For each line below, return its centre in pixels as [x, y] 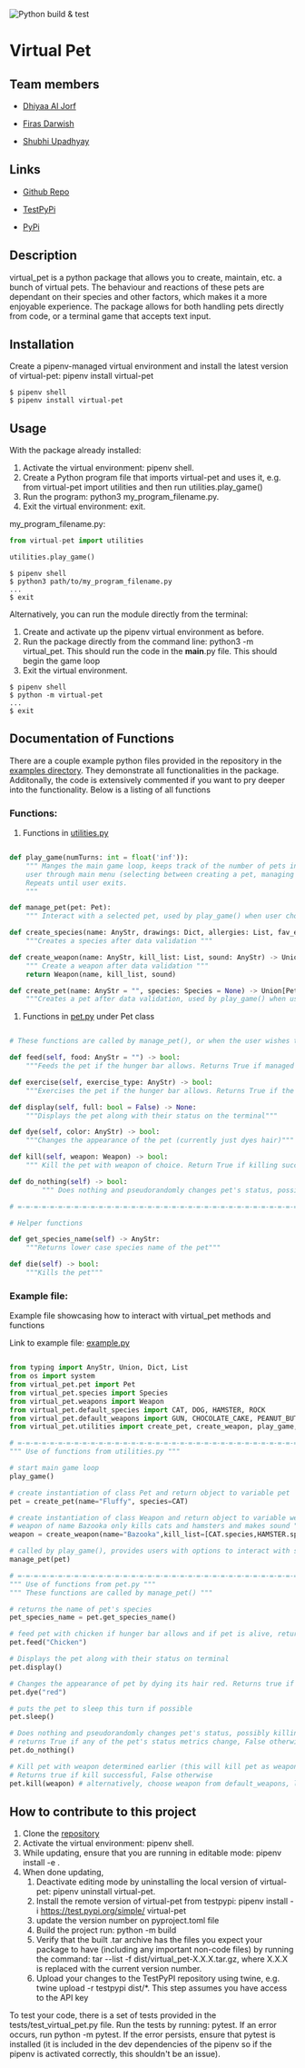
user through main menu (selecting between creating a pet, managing [160, 874]
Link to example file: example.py [69, 1343]
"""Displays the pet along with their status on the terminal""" [152, 1116]
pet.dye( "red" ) [38, 1692]
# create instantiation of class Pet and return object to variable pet [150, 1493]
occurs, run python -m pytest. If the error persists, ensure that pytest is [143, 2034]
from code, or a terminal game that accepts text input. [110, 316]
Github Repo [46, 192]
